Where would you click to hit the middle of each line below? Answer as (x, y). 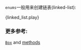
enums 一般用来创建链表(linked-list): (41, 7)
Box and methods (23, 42)
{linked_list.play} (22, 17)
